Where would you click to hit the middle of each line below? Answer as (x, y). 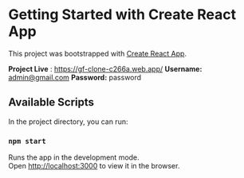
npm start (27, 141)
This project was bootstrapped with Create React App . (98, 53)
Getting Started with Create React (122, 15)
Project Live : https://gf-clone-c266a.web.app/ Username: (105, 68)
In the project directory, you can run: (68, 122)
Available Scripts (51, 102)
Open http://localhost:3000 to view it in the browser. (94, 166)
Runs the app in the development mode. (74, 157)
